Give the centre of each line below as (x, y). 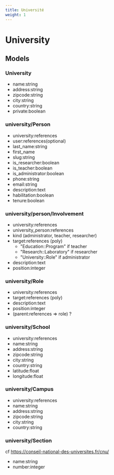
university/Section (29, 440)
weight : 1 (16, 15)
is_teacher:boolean (32, 168)
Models (17, 59)
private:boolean (29, 111)
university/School (28, 327)
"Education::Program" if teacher (53, 246)
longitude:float (28, 376)
